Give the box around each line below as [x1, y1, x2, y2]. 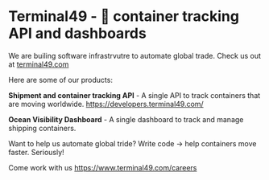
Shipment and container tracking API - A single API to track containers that [8, 90, 261, 100]
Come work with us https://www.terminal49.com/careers [8, 162, 197, 172]
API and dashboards [8, 24, 147, 43]
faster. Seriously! [8, 147, 64, 157]
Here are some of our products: [8, 75, 113, 84]
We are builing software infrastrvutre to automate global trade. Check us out [8, 51, 262, 60]
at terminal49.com [8, 59, 69, 69]
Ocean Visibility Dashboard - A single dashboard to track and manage [8, 114, 244, 124]
